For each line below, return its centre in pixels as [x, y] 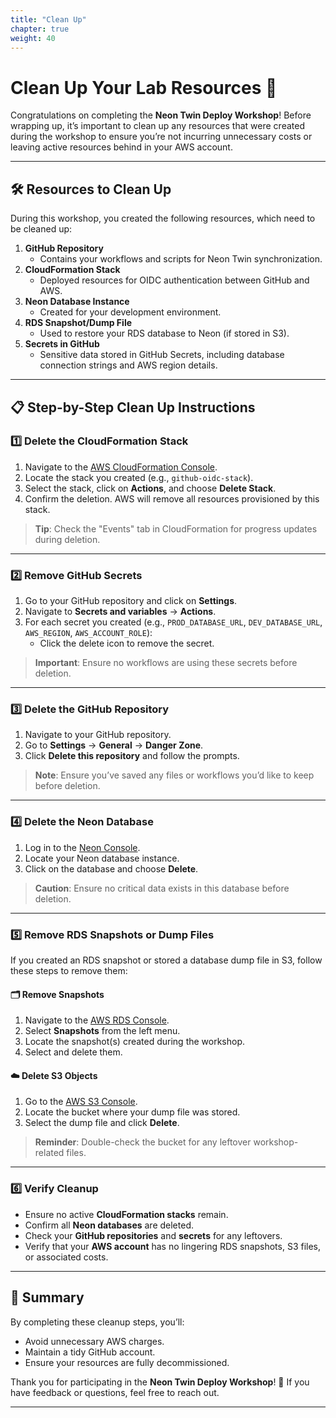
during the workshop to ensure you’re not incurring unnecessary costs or [161, 137]
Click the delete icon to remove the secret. [127, 643]
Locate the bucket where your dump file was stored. [132, 1112]
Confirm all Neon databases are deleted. [109, 1225]
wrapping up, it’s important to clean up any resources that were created [157, 126]
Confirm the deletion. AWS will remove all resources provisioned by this [172, 498]
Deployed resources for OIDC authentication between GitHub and [174, 280]
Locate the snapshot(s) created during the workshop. [135, 1042]
